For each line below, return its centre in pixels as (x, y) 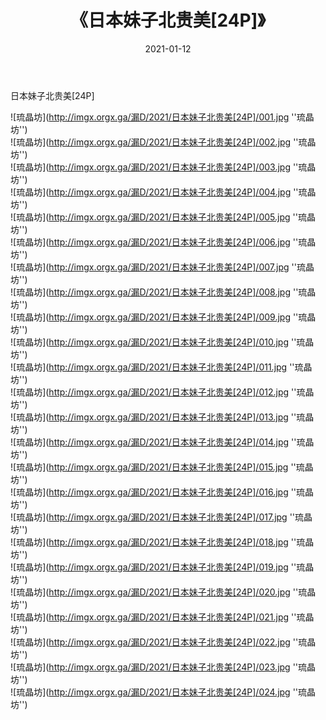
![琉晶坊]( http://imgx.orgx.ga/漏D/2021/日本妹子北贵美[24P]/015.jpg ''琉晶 (162, 467)
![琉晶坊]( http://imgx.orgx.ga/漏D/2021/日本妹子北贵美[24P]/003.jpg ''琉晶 (163, 167)
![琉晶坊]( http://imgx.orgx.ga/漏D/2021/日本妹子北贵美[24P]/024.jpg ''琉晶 (163, 692)
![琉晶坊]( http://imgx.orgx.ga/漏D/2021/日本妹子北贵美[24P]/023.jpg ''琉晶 (163, 667)
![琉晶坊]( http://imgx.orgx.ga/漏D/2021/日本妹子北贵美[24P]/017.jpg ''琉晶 (161, 517)
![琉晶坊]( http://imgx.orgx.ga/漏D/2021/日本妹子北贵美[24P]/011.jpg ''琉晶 (161, 367)
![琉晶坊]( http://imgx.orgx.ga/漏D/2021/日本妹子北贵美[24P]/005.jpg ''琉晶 (163, 217)
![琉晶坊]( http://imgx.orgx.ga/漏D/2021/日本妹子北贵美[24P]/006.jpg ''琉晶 (163, 242)
